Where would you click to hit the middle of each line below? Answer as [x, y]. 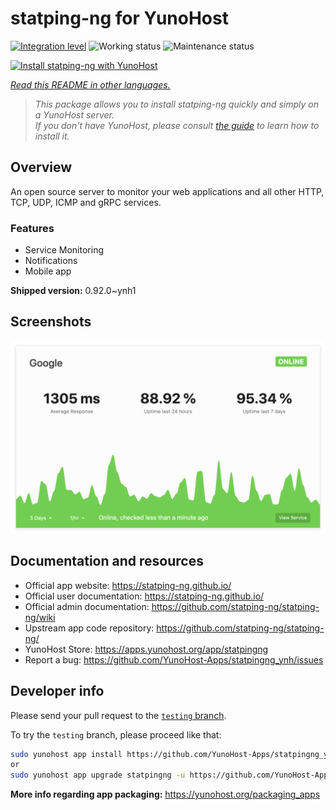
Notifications [51, 261]
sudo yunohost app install [66, 754]
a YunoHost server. [74, 114]
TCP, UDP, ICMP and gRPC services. [86, 202]
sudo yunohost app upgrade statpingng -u [98, 775]
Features [32, 228]
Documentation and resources [107, 561]
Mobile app [48, 271]
